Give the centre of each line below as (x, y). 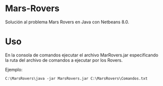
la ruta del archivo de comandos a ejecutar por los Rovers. (64, 60)
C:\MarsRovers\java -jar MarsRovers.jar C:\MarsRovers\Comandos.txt (76, 78)
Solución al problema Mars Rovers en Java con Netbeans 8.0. (67, 22)
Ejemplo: (14, 69)
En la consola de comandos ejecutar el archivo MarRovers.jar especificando (82, 55)
